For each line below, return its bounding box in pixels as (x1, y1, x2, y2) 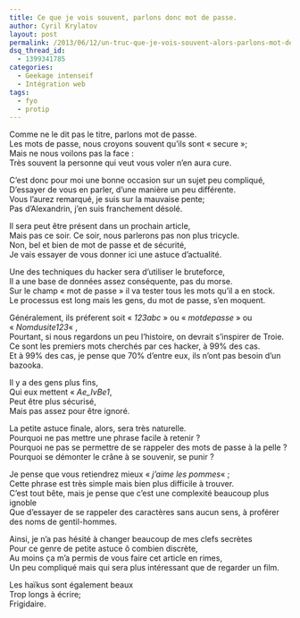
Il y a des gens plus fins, (9, 377, 98, 388)
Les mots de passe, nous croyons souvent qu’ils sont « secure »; (9, 139, 248, 149)
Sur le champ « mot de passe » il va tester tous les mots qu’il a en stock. (9, 285, 275, 296)
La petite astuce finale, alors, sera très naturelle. (9, 423, 187, 434)
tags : (9, 88, 29, 97)
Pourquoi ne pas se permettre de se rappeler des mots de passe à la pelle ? (9, 442, 287, 453)
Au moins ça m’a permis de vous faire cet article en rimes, (9, 553, 223, 563)
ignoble (9, 497, 37, 508)
